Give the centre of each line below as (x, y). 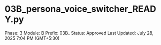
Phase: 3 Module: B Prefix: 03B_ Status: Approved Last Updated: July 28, (79, 33)
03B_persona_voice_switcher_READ (80, 9)
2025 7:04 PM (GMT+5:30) (32, 38)
